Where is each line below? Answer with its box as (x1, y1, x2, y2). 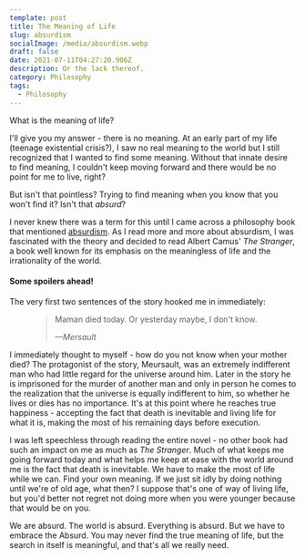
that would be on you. (9, 502, 91, 513)
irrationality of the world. (9, 254, 102, 265)
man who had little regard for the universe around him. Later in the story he (9, 368, 291, 379)
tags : (9, 81, 30, 90)
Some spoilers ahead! (9, 275, 94, 287)
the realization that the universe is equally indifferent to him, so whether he (9, 388, 290, 399)
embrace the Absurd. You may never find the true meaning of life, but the (9, 530, 284, 541)
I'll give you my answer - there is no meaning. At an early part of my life (9, 132, 278, 143)
